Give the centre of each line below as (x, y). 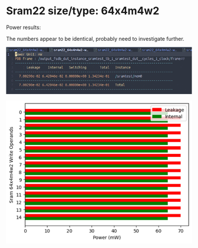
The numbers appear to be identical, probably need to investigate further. (95, 38)
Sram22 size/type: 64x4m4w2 (83, 11)
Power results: (24, 27)
